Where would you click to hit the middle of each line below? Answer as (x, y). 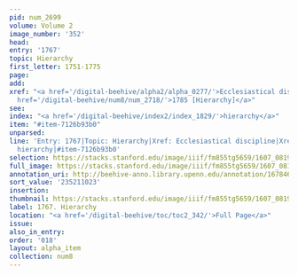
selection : (29, 157)
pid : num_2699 (35, 17)
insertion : (29, 191)
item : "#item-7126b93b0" (55, 125)
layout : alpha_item (45, 248)
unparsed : (27, 133)
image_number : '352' (47, 34)
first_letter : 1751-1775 (55, 67)
